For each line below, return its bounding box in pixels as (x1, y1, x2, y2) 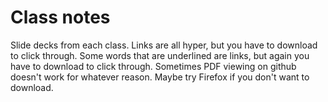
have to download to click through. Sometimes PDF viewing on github (10, 60, 297, 72)
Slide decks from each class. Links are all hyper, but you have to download (10, 39, 318, 51)
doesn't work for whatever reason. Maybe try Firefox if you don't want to (10, 71, 310, 83)
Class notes (10, 6, 111, 29)
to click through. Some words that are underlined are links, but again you (10, 49, 310, 61)
